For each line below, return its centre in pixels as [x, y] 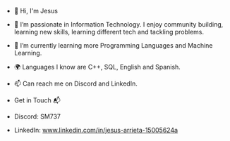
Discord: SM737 [37, 116]
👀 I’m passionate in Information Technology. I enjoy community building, [119, 24]
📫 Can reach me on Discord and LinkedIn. [75, 83]
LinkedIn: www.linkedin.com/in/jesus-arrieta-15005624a [96, 130]
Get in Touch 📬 [37, 100]
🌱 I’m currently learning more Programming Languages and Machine [113, 45]
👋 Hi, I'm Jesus [36, 11]
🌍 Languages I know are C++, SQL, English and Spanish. [97, 67]
